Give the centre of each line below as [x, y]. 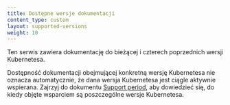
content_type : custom [38, 20]
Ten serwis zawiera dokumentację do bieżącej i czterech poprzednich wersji [115, 52]
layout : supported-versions [47, 26]
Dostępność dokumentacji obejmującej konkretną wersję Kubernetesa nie [111, 73]
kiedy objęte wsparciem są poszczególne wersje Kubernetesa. [95, 95]
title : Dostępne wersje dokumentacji [61, 13]
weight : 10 [23, 33]
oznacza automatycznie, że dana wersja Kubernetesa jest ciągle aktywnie [112, 80]
